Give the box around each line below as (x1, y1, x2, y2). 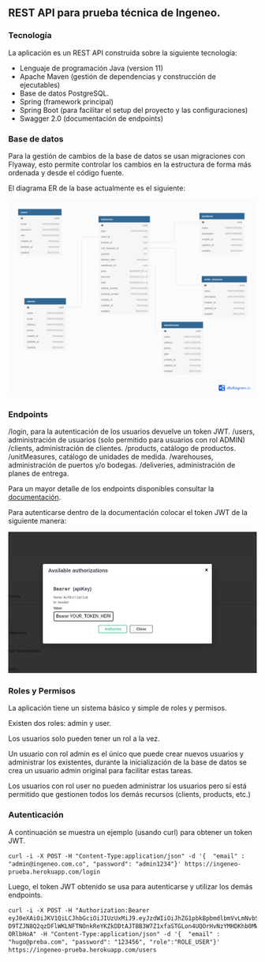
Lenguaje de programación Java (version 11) (19, 63, 164, 73)
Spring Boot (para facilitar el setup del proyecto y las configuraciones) (19, 105, 248, 115)
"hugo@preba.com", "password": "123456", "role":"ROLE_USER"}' (8, 938, 221, 946)
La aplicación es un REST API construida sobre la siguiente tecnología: (8, 47, 238, 58)
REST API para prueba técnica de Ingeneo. (8, 6, 221, 20)
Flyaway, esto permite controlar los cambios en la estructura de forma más (8, 160, 252, 169)
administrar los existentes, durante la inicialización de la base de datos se (8, 757, 247, 767)
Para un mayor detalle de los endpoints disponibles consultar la (8, 483, 215, 493)
